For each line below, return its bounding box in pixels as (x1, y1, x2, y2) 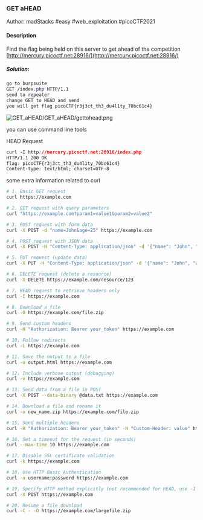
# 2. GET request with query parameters (6, 205, 110, 211)
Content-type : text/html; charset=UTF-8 (6, 166, 110, 172)
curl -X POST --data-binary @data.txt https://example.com (6, 393, 158, 399)
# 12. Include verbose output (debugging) (6, 370, 115, 376)
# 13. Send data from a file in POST (6, 387, 101, 393)
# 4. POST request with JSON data (6, 238, 94, 244)
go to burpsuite (6, 80, 47, 87)
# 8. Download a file (6, 304, 61, 310)
